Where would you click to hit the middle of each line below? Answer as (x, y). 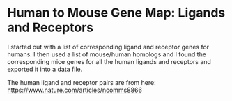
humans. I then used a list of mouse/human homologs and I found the (107, 54)
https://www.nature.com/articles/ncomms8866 (75, 90)
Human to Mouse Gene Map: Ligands (116, 13)
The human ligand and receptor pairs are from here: (82, 82)
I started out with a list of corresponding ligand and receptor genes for (108, 47)
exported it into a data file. (45, 69)
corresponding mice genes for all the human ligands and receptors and (109, 61)
